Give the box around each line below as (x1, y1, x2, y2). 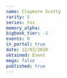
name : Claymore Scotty (6, 8, 61, 15)
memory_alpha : (6, 25, 41, 31)
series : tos (6, 19, 35, 25)
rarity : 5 (6, 14, 30, 20)
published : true (6, 63, 45, 69)
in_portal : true (6, 42, 45, 48)
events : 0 (6, 36, 30, 42)
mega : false (6, 57, 35, 63)
